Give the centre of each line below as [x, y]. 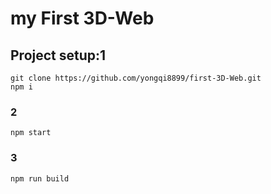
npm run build [40, 178]
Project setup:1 [58, 55]
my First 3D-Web [82, 18]
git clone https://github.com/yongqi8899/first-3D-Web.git [136, 78]
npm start [31, 133]
